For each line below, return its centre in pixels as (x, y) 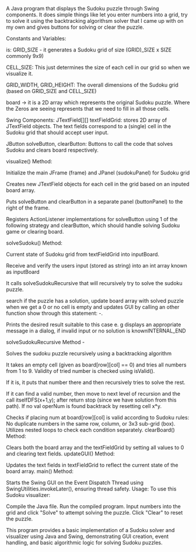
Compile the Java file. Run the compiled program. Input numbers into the (93, 506)
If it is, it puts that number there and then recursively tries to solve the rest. (96, 382)
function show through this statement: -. (55, 313)
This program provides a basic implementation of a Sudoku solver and (90, 530)
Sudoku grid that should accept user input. (57, 132)
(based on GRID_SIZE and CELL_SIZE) (51, 91)
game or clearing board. (35, 232)
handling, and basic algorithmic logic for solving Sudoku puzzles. (84, 543)
